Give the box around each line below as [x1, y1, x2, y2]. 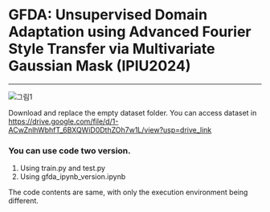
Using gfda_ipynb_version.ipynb [19, 172, 126, 181]
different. [8, 196, 39, 206]
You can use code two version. [8, 145, 131, 156]
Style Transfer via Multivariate [8, 40, 215, 58]
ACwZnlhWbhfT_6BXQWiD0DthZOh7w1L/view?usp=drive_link [8, 124, 212, 134]
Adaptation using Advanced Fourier [8, 22, 252, 41]
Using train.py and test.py [19, 163, 106, 173]
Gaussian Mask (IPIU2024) [8, 57, 191, 75]
